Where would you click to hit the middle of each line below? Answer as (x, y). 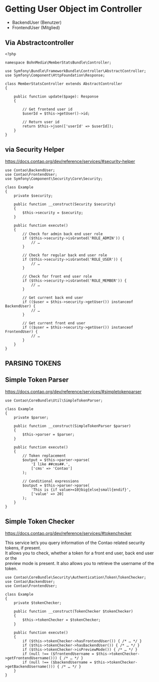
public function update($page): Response (56, 96)
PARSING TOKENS (33, 363)
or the (11, 558)
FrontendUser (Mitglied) (36, 27)
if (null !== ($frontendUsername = (58, 654)
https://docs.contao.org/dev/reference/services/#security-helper (70, 161)
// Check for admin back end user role (63, 234)
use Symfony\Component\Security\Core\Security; (54, 179)
